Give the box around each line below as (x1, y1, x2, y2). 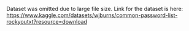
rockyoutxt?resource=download (6, 18, 88, 25)
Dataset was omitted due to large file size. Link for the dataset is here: (6, 5, 183, 12)
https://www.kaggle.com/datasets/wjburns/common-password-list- (6, 12, 178, 19)
